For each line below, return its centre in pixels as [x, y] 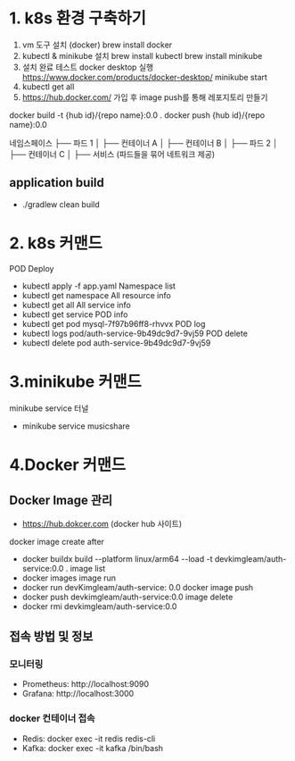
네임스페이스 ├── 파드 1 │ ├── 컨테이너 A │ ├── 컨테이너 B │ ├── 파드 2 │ [143, 143]
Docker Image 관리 [61, 501]
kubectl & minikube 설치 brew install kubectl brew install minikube [142, 55]
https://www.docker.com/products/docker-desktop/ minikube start [144, 77]
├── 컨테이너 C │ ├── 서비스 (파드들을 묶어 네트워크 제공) [112, 154]
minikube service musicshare [76, 426]
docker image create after [57, 541]
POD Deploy [32, 268]
